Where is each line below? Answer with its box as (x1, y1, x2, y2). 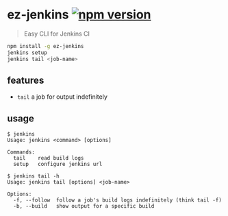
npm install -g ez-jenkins (7, 43, 84, 49)
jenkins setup (7, 49, 48, 56)
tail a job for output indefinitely (16, 93, 108, 101)
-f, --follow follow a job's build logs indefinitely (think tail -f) (13, 197, 223, 204)
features (7, 74, 45, 86)
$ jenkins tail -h (7, 173, 60, 180)
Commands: (7, 149, 36, 156)
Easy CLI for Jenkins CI (23, 29, 90, 38)
